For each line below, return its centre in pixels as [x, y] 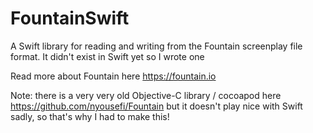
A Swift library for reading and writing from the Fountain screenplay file [156, 46]
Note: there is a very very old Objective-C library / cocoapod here [146, 95]
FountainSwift [70, 18]
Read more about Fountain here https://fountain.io [113, 76]
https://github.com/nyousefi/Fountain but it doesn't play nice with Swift [156, 106]
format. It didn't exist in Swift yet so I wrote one [107, 56]
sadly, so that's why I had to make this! [90, 116]
